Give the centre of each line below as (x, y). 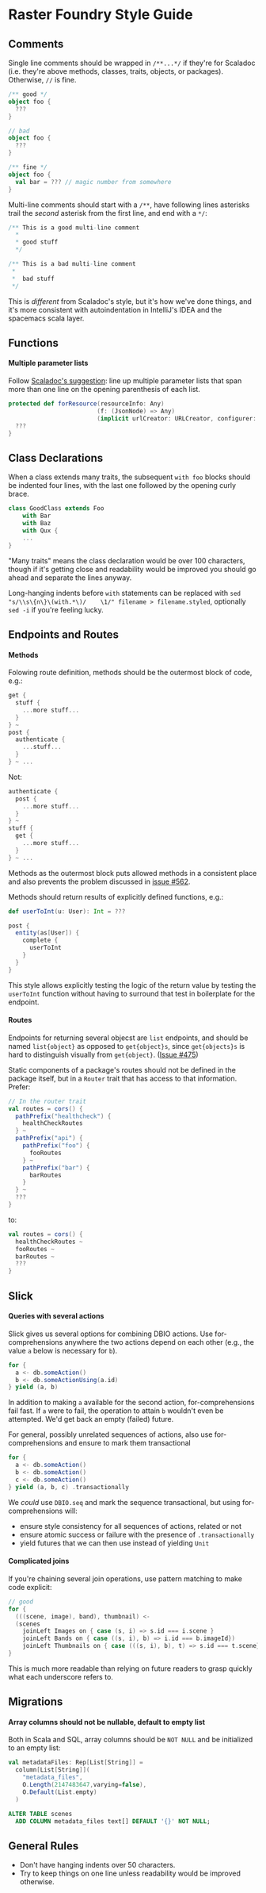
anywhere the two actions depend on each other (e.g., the (160, 1342)
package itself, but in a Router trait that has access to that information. (123, 1078)
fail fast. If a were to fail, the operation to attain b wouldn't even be (116, 1411)
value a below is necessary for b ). (63, 1350)
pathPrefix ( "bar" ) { (56, 1168)
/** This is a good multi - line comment (74, 228)
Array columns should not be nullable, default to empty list (107, 1722)
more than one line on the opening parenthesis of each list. (104, 390)
